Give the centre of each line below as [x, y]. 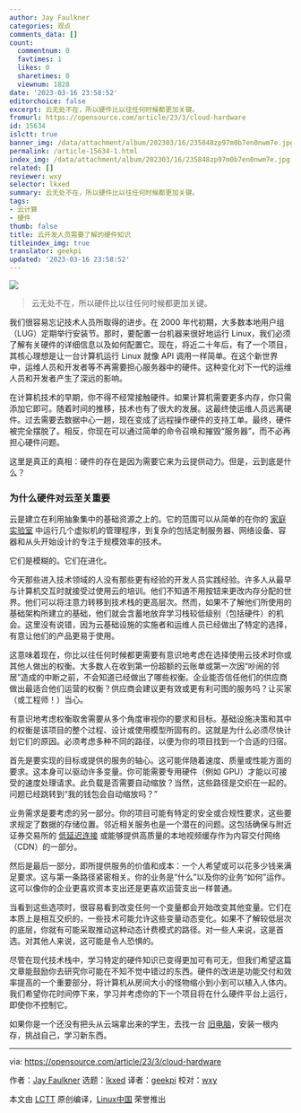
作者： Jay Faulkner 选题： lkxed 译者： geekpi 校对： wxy [113, 1080]
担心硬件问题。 [37, 442]
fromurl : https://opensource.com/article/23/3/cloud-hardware [128, 118]
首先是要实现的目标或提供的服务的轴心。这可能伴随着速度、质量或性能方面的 [150, 760]
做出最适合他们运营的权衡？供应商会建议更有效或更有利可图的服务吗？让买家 [150, 688]
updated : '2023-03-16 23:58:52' [69, 260]
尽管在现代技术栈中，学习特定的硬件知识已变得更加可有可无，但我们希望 [142, 960]
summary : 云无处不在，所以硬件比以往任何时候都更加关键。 [104, 193]
